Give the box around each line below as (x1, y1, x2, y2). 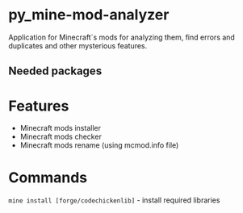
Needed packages (8, 65, 103, 78)
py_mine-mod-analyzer (8, 6, 170, 24)
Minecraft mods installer (19, 123, 101, 133)
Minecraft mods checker (19, 132, 103, 142)
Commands (8, 169, 88, 187)
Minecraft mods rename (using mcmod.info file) (19, 140, 179, 150)
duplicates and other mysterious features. (8, 40, 148, 50)
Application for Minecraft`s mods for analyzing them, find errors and (8, 32, 236, 42)
